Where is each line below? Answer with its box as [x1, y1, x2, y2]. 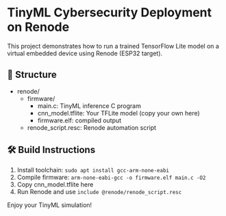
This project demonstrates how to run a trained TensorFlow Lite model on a [7, 42, 219, 50]
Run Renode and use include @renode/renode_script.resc [16, 187, 182, 195]
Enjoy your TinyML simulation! [7, 200, 92, 209]
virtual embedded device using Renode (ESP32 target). [7, 49, 163, 57]
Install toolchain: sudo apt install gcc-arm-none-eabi [16, 165, 170, 174]
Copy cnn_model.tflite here [16, 180, 94, 189]
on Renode [7, 19, 70, 35]
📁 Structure [7, 69, 57, 81]
